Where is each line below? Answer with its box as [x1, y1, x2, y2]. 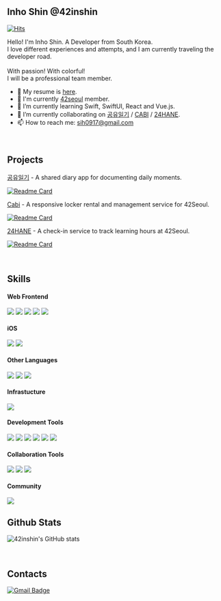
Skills [7, 273, 31, 285]
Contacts [7, 568, 48, 580]
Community [7, 482, 42, 490]
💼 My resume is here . [16, 87, 77, 95]
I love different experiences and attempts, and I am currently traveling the [7, 45, 214, 53]
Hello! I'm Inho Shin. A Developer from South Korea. [7, 38, 153, 46]
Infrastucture [7, 388, 46, 396]
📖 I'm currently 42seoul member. [16, 95, 110, 103]
